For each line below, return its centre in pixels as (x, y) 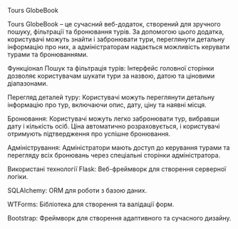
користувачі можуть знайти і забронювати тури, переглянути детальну (116, 39)
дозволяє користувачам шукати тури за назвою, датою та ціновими (111, 76)
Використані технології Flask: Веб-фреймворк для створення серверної (117, 169)
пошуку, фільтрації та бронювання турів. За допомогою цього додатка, (116, 32)
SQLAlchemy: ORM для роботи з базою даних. (77, 190)
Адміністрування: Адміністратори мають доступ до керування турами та (119, 148)
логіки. (18, 177)
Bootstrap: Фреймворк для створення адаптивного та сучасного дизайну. (119, 218)
